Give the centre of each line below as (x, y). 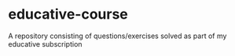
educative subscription (45, 44)
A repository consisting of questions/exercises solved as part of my (117, 36)
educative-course (68, 14)
